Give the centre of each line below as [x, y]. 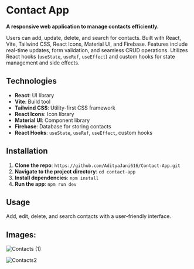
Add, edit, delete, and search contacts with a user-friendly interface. [89, 216]
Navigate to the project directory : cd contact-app [75, 171]
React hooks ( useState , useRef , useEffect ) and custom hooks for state [91, 56]
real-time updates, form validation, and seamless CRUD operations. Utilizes [97, 50]
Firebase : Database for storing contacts [63, 126]
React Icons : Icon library [44, 114]
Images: [21, 235]
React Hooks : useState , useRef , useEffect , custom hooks [84, 132]
